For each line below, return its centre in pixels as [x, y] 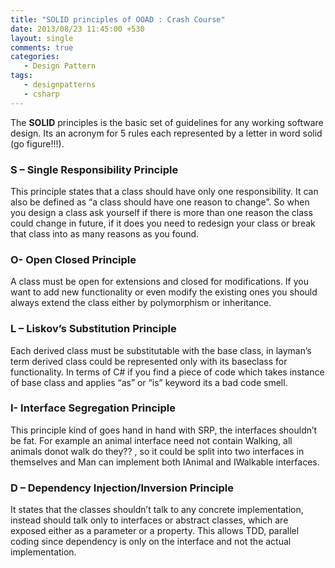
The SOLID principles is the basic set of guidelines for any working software [167, 122]
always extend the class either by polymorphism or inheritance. [141, 303]
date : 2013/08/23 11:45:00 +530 [77, 29]
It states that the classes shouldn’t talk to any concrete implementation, [157, 510]
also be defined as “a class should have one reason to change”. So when [160, 202]
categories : [35, 57]
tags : [21, 76]
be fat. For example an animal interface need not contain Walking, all [151, 440]
